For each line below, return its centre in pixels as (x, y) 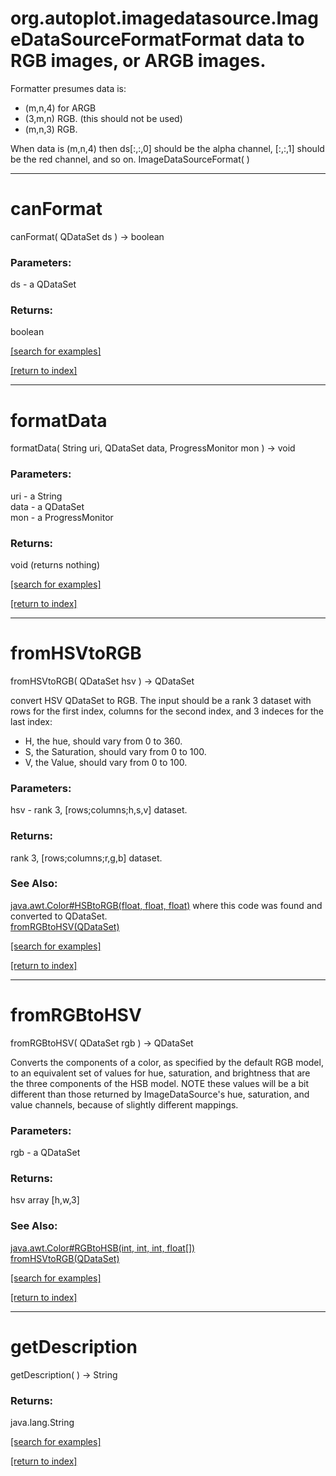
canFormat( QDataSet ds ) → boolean (87, 236)
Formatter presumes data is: (68, 88)
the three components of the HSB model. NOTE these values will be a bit (160, 1083)
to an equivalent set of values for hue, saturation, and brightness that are (160, 1073)
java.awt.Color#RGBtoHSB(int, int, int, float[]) (103, 1248)
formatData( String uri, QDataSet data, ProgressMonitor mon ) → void (153, 448)
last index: (31, 721)
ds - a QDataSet (43, 284)
